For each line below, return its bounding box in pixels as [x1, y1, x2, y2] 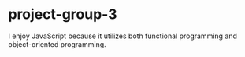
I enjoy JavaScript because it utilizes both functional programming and [8, 31, 238, 41]
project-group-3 [8, 5, 117, 23]
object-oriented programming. [8, 39, 106, 48]
